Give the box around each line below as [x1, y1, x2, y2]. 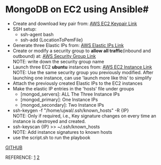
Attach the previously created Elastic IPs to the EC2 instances [12, 80, 143, 86]
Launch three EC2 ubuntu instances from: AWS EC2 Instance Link [12, 64, 152, 70]
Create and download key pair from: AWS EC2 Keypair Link [12, 20, 137, 27]
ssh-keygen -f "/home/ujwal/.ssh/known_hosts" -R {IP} [12, 107, 129, 113]
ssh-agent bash [20, 31, 54, 37]
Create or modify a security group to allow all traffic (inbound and [12, 48, 151, 54]
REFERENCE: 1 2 [5, 154, 40, 160]
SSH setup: [12, 26, 37, 32]
